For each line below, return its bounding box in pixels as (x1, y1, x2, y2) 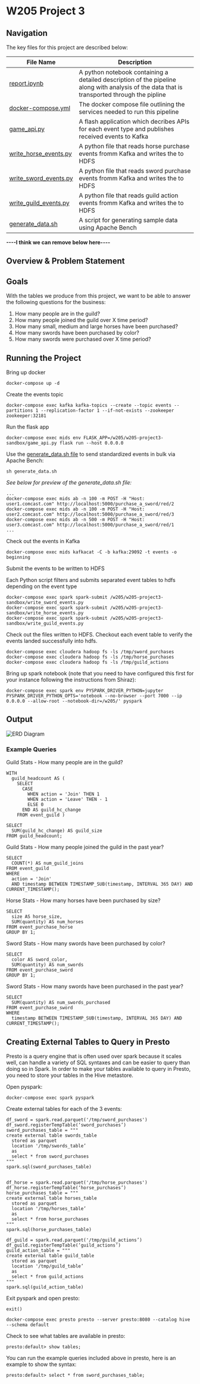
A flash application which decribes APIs (79, 118, 190, 125)
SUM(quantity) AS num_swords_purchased (11, 1000, 111, 1006)
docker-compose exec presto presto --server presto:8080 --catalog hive (6, 1316, 190, 1322)
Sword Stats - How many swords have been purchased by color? (6, 940, 165, 947)
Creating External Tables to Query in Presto (6, 1037, 170, 1047)
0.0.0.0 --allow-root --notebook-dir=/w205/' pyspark (6, 698, 143, 705)
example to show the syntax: (6, 1361, 77, 1368)
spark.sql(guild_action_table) (6, 1284, 84, 1290)
